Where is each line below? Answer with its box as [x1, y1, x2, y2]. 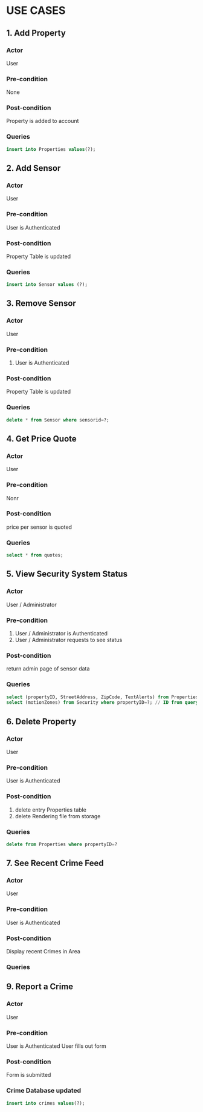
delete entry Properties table [14, 806, 86, 813]
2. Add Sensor [6, 163, 61, 173]
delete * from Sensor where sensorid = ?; [6, 417, 110, 423]
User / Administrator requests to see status [14, 636, 123, 643]
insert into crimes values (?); [6, 1100, 85, 1106]
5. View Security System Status [6, 569, 128, 579]
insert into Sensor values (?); [6, 282, 88, 288]
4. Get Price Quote [6, 434, 77, 444]
